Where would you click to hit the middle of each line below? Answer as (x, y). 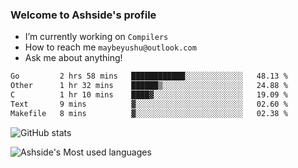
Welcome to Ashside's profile (83, 15)
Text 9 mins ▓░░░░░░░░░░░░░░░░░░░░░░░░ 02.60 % (149, 104)
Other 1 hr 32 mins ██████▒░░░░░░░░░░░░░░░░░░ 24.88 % (149, 86)
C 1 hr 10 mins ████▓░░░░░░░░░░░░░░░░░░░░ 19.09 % (149, 95)
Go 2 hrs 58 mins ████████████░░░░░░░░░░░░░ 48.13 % (149, 76)
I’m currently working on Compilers (96, 37)
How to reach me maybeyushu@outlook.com (110, 47)
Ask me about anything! (73, 58)
